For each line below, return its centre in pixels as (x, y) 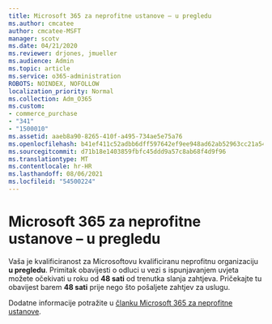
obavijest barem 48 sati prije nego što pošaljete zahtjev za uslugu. (119, 287)
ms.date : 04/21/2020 (43, 46)
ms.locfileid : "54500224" (52, 182)
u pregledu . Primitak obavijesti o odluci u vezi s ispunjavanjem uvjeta (123, 270)
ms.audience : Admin (41, 62)
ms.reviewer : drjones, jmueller (63, 53)
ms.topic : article (39, 69)
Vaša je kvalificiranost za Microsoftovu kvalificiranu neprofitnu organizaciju (134, 261)
